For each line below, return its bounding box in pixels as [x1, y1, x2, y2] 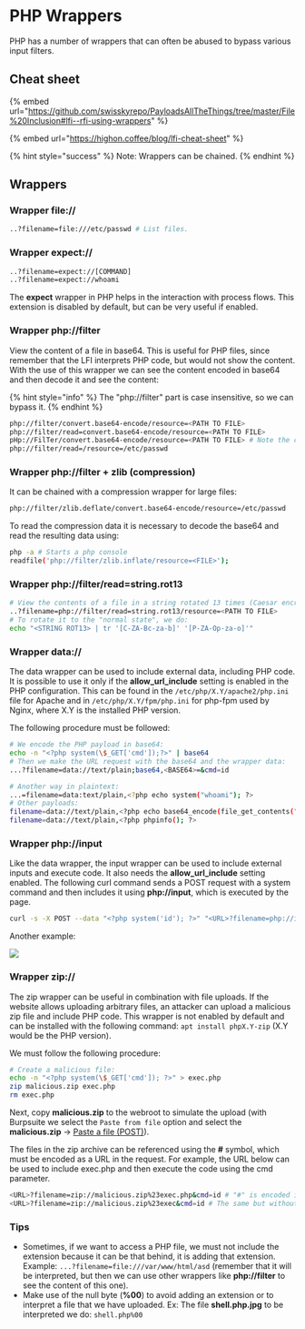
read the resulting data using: [9, 530, 120, 542]
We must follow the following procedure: [9, 1048, 162, 1059]
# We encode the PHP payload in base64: [9, 740, 165, 749]
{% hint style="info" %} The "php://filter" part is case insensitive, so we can [9, 391, 294, 402]
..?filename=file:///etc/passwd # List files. [9, 225, 189, 234]
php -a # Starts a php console [9, 548, 128, 557]
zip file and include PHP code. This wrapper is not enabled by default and [9, 1010, 285, 1021]
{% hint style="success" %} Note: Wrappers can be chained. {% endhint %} [9, 150, 295, 161]
